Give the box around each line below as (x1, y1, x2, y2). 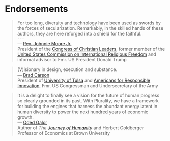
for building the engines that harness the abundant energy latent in (17, 103, 158, 109)
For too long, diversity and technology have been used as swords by (17, 20, 161, 26)
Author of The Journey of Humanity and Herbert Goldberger (17, 125, 144, 131)
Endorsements (5, 3, 68, 15)
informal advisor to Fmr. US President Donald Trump (17, 56, 127, 62)
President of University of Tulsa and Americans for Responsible (17, 77, 151, 83)
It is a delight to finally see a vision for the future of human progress (17, 92, 160, 98)
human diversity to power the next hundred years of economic (17, 109, 149, 115)
